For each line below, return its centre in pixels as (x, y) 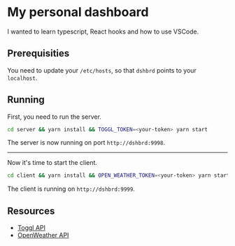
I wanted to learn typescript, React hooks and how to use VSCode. (103, 31)
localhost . (22, 78)
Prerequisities (38, 53)
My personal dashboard (78, 12)
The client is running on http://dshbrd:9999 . (71, 189)
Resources (31, 211)
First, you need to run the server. (54, 117)
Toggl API (31, 228)
